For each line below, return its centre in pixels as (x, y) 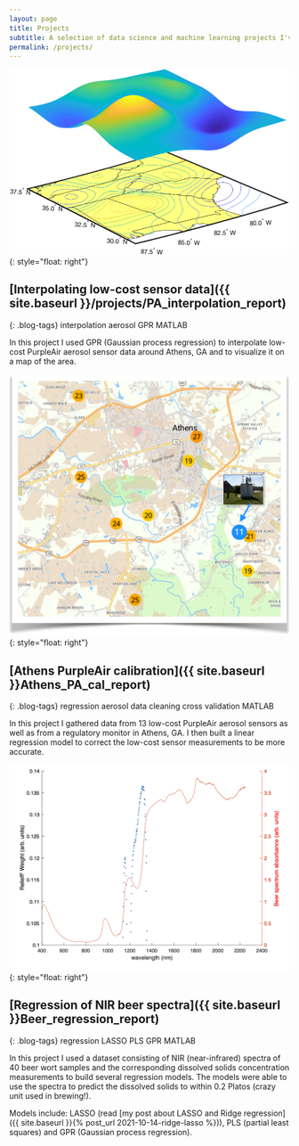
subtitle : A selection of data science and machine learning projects (143, 37)
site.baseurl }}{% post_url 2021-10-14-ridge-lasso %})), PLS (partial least (155, 1122)
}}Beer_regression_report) (85, 1019)
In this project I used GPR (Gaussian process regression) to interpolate (138, 342)
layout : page (33, 19)
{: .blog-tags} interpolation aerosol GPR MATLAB (99, 324)
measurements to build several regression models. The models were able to (148, 1076)
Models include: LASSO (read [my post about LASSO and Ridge (125, 1113)
